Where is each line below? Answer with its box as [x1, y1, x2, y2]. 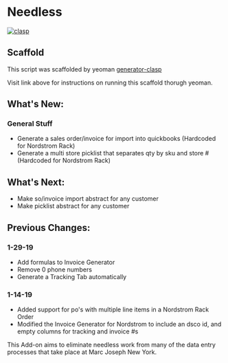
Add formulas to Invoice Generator [16, 258, 115, 266]
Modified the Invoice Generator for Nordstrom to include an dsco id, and [16, 320, 222, 329]
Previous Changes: [7, 221, 91, 234]
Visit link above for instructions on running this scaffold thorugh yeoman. [7, 78, 213, 87]
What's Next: [7, 176, 65, 188]
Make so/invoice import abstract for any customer [16, 195, 159, 203]
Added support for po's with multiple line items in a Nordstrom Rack [16, 305, 209, 313]
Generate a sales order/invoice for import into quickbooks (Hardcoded [16, 135, 216, 143]
